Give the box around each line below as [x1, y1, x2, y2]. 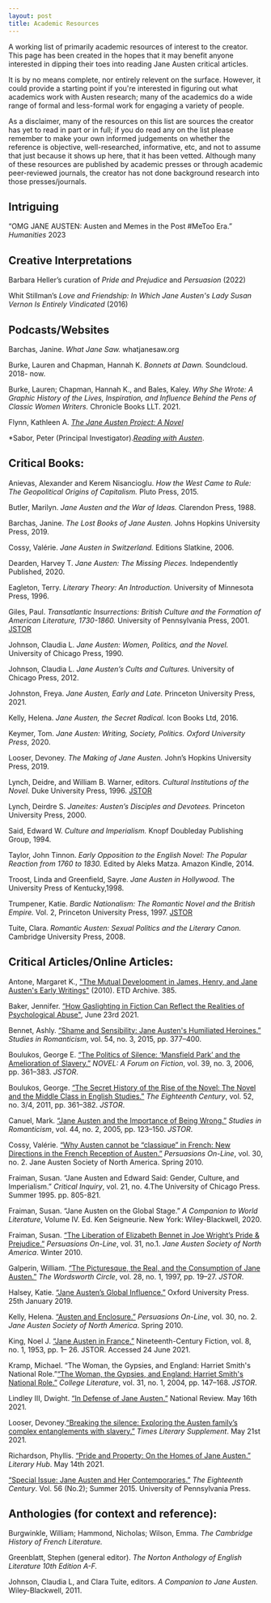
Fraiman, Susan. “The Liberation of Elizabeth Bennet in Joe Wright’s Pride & [8, 1230, 260, 1240]
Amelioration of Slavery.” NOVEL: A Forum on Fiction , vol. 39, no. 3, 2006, [8, 1058, 255, 1068]
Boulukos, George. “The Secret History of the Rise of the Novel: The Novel [8, 1082, 256, 1092]
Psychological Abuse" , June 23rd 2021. [8, 1009, 139, 1019]
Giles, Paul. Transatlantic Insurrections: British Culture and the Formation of [8, 606, 261, 616]
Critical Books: [8, 456, 85, 470]
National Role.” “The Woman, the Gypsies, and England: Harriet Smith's [8, 1369, 244, 1378]
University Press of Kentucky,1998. [8, 883, 125, 893]
